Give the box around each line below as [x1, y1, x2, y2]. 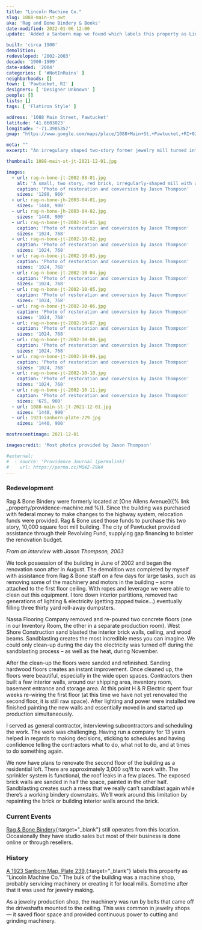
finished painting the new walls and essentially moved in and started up [6, 704, 183, 711]
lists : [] [6, 98, 31, 104]
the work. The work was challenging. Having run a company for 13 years [6, 728, 186, 735]
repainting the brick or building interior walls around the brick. [6, 797, 159, 804]
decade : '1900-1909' [6, 58, 58, 65]
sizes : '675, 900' [17, 398, 63, 404]
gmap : [6, 131, 20, 137]
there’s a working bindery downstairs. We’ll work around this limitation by [6, 791, 188, 798]
